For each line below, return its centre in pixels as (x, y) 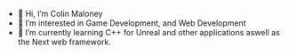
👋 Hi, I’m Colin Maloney (60, 14)
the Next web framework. (64, 42)
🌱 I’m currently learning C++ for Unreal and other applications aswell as (149, 32)
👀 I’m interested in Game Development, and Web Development (132, 23)
